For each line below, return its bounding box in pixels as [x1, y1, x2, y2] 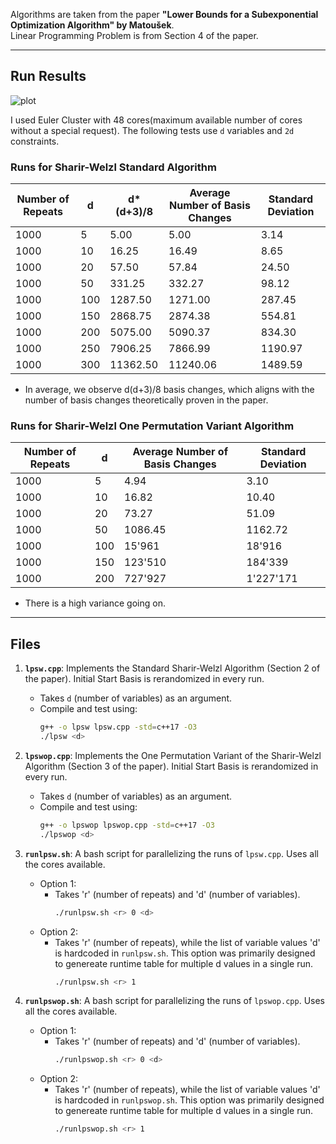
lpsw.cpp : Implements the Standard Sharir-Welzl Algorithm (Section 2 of [24, 662, 321, 674]
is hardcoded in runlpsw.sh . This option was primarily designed [54, 947, 316, 959]
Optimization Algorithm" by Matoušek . [10, 19, 175, 31]
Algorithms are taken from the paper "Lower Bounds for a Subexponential [10, 9, 319, 20]
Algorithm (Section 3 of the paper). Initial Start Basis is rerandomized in [24, 760, 319, 772]
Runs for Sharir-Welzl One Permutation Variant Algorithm [10, 419, 295, 433]
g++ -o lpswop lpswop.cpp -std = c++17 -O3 [39, 820, 215, 830]
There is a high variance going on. [24, 597, 166, 609]
